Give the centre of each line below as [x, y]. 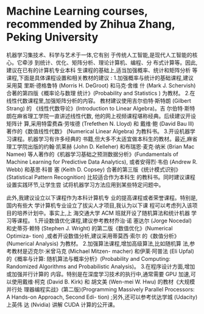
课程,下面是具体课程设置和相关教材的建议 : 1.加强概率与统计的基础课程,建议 [100, 78]
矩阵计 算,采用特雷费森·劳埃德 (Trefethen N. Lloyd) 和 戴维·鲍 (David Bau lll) [100, 123]
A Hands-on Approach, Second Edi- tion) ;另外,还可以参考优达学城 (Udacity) [102, 297]
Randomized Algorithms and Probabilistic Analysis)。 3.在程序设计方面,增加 [101, 266]
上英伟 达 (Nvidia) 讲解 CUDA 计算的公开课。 [62, 304]
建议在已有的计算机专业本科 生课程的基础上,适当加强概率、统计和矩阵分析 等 [102, 70]
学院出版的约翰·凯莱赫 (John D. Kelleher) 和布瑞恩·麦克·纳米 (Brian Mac [106, 146]
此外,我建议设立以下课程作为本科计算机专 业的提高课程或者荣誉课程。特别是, [102, 197]
